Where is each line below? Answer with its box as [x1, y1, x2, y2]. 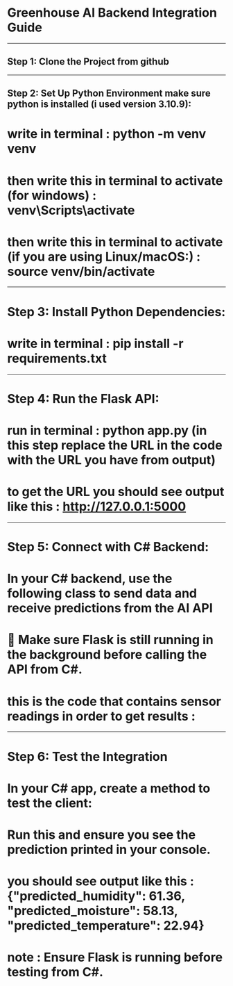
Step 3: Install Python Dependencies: [7, 304, 226, 320]
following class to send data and [7, 586, 198, 602]
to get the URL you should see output [7, 484, 225, 500]
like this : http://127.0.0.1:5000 [7, 499, 187, 515]
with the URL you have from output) [7, 452, 216, 468]
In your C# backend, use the [7, 571, 173, 586]
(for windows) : [7, 188, 97, 203]
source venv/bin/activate [7, 263, 155, 279]
